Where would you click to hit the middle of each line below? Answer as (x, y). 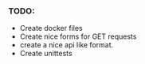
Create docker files (51, 28)
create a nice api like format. (67, 45)
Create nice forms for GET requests (78, 36)
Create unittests (46, 54)
